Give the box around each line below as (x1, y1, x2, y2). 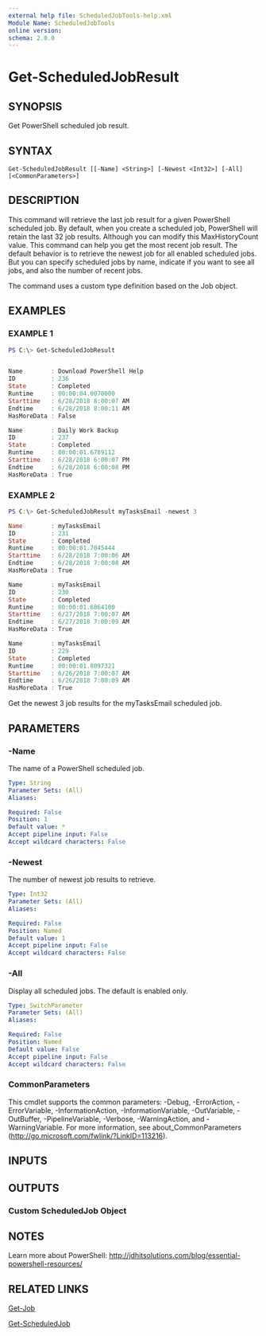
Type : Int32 (8, 890, 48, 899)
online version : (8, 26, 62, 34)
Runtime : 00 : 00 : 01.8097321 (8, 662, 115, 670)
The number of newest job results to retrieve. (8, 875, 156, 884)
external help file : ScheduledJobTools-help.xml (8, 11, 172, 20)
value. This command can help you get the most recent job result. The (8, 240, 238, 249)
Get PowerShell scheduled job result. (8, 121, 129, 131)
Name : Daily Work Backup (8, 426, 119, 434)
